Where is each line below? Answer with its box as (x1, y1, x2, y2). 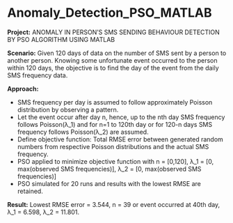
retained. (17, 187, 43, 195)
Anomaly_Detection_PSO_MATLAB (7, 5, 212, 21)
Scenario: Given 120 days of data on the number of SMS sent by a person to (7, 49, 227, 57)
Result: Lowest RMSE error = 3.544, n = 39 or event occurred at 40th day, (7, 200, 220, 208)
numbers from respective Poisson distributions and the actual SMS (17, 142, 209, 151)
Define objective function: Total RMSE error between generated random (17, 134, 224, 144)
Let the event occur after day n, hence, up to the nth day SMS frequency (17, 113, 225, 121)
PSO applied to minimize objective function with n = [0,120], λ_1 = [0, (17, 157, 214, 165)
